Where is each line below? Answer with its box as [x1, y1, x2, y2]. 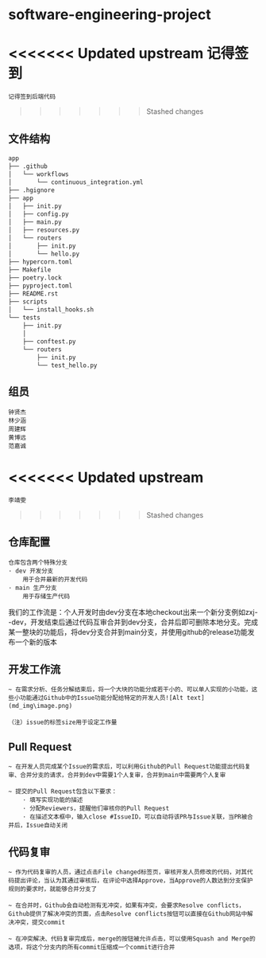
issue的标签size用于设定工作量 [25, 718, 118, 726]
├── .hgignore [8, 186, 56, 194]
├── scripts [8, 297, 48, 306]
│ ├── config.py [8, 209, 69, 218]
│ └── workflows [8, 170, 69, 178]
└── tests [8, 313, 41, 322]
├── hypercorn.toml [8, 257, 73, 266]
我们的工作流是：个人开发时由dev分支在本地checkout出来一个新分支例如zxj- [8, 607, 258, 616]
